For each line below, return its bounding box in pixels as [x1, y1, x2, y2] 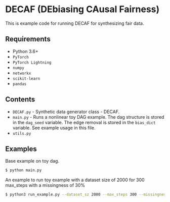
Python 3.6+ [12, 48, 39, 54]
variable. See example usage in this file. [12, 125, 96, 131]
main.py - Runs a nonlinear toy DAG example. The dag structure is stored [12, 114, 164, 120]
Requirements [5, 35, 51, 43]
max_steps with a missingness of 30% [5, 182, 86, 188]
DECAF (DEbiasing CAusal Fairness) [5, 4, 160, 15]
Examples [5, 144, 37, 153]
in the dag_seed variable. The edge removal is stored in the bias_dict [12, 119, 156, 125]
